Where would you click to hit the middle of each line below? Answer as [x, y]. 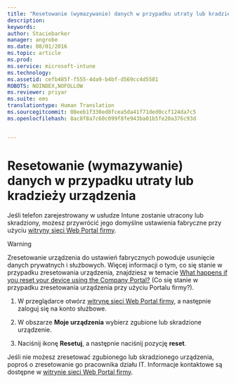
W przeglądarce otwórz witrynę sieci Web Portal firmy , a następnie [114, 301]
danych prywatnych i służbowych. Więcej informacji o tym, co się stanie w [115, 265]
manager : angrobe [33, 40]
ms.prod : [20, 60]
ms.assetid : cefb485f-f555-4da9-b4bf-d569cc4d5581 [83, 79]
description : [26, 20]
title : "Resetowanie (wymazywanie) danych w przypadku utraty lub [106, 14]
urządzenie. [35, 329]
